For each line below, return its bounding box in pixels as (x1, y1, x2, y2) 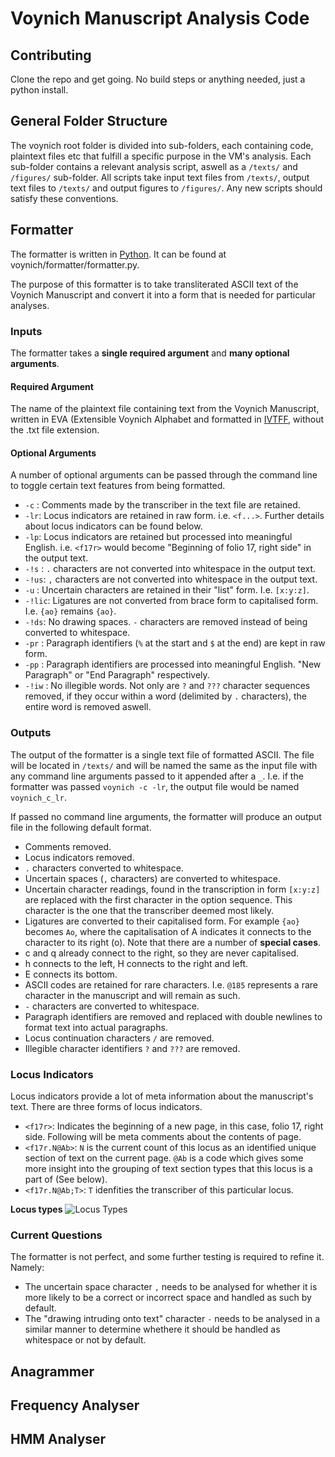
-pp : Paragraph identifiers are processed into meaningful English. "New (24, 658, 322, 671)
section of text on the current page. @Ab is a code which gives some (24, 1152, 304, 1164)
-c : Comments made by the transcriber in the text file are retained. (24, 499, 301, 511)
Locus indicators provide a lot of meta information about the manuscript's (10, 1090, 314, 1102)
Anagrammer (10, 1363, 95, 1380)
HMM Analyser (10, 1431, 107, 1448)
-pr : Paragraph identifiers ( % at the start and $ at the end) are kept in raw (24, 637, 326, 649)
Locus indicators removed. (24, 851, 135, 863)
